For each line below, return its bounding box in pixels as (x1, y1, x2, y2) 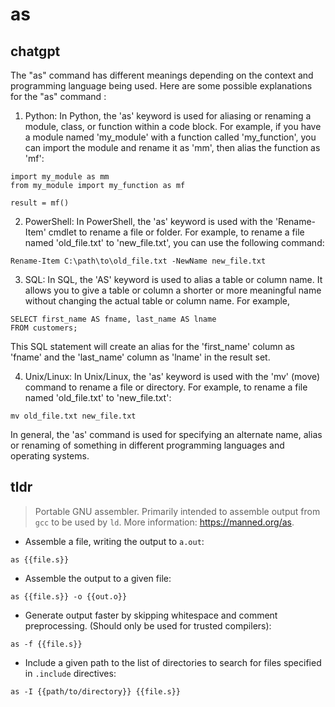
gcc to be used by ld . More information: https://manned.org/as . (34, 516, 295, 528)
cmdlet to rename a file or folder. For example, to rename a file (48, 226, 305, 238)
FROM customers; (10, 323, 78, 333)
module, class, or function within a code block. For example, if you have (24, 121, 322, 132)
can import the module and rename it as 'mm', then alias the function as (24, 142, 321, 153)
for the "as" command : (10, 91, 107, 102)
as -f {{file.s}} (10, 639, 83, 649)
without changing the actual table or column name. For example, (24, 295, 291, 307)
